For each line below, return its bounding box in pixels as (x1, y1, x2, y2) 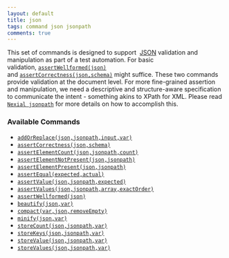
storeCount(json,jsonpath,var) (17, 222, 108, 229)
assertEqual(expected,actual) (17, 171, 105, 178)
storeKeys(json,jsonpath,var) (17, 230, 105, 237)
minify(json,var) (17, 215, 68, 222)
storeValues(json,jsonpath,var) (17, 244, 111, 251)
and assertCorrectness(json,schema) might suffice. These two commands (7, 71, 219, 79)
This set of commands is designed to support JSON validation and (7, 48, 199, 57)
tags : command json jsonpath (7, 23, 91, 30)
